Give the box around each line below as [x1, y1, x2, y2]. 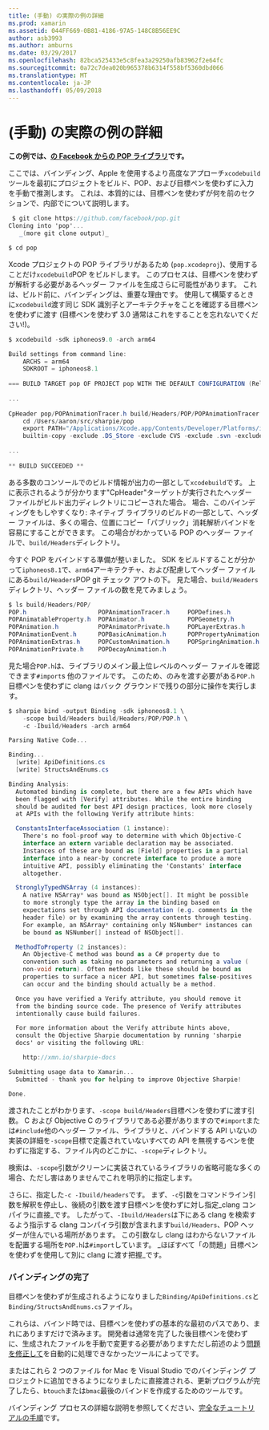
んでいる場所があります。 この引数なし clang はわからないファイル [35, 1229, 256, 1239]
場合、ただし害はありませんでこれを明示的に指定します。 [8, 1173, 197, 1182]
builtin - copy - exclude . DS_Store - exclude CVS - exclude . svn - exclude [22, 432, 263, 440]
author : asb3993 [8, 34, 62, 43]
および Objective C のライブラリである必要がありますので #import [31, 1116, 247, 1125]
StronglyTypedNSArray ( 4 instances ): [15, 884, 142, 892]
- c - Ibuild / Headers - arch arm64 [22, 722, 130, 730]
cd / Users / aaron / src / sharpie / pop [22, 417, 134, 425]
